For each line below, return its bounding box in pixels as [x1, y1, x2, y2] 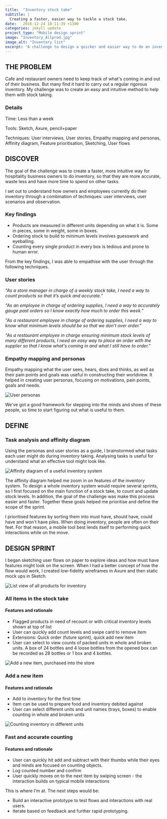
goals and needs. [5, 382, 41, 388]
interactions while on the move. [5, 530, 70, 536]
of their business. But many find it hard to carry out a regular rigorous [5, 81, 148, 87]
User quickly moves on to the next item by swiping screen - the [12, 773, 143, 779]
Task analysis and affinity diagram [5, 436, 90, 443]
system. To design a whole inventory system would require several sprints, [5, 483, 158, 489]
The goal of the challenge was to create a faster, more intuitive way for [5, 168, 150, 174]
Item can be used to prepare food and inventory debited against [12, 701, 144, 707]
